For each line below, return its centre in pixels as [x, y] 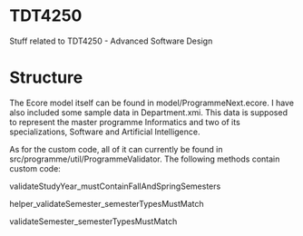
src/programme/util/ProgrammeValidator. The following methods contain [145, 159]
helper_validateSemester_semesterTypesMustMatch [107, 203]
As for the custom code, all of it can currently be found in [116, 149]
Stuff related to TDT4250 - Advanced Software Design [111, 41]
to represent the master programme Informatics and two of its [125, 122]
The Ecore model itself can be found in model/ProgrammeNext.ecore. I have [152, 103]
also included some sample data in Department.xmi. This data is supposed [149, 112]
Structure [46, 78]
